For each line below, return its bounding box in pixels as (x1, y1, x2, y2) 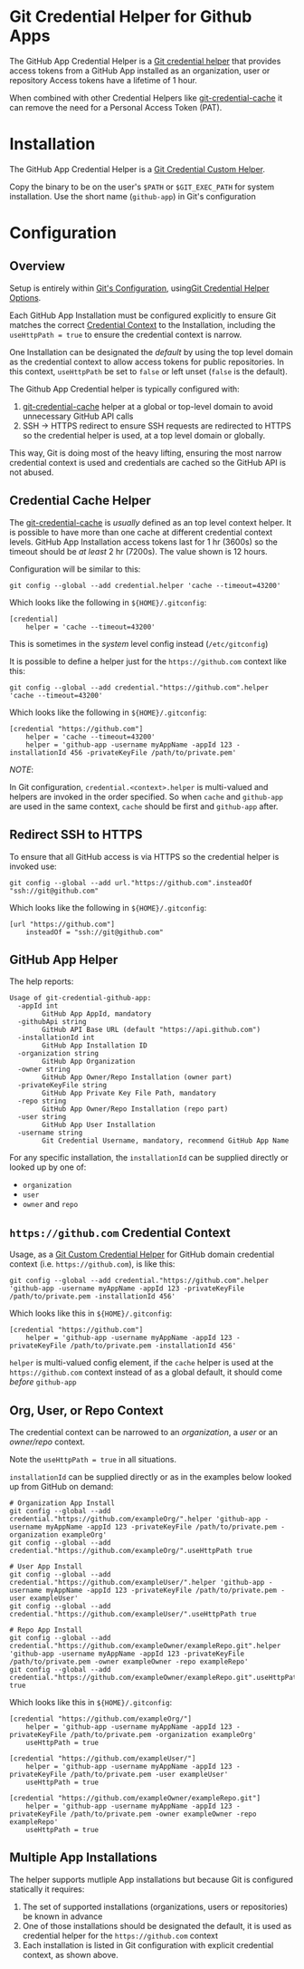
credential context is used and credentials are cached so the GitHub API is (9, 457, 287, 468)
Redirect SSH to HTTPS (9, 827, 143, 843)
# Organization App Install (9, 1498, 116, 1508)
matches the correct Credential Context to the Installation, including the (9, 319, 276, 330)
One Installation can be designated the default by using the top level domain (9, 346, 294, 357)
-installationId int (17, 1033, 95, 1043)
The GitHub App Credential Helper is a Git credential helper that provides (9, 55, 281, 66)
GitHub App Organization (42, 1057, 136, 1067)
